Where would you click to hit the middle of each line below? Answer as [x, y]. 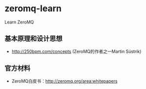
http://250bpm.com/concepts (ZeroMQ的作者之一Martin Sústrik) [76, 51]
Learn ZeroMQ [19, 22]
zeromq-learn [33, 9]
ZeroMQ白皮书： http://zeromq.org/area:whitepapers [64, 81]
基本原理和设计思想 [33, 39]
